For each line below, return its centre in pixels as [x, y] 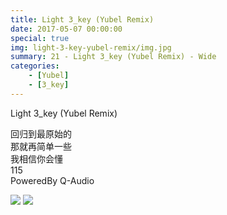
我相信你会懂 [36, 158]
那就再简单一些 [41, 146]
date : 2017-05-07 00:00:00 [66, 29]
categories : [35, 66]
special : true [40, 38]
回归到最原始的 [41, 133]
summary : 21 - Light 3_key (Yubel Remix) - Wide [113, 57]
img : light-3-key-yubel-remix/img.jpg [91, 47]
